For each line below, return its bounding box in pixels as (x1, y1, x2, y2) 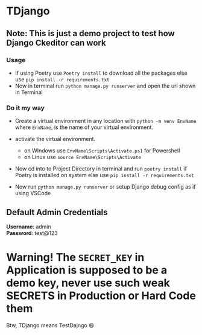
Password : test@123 (6, 229, 58, 236)
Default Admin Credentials (6, 207, 108, 218)
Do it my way (6, 104, 45, 112)
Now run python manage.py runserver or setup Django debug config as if (14, 183, 196, 190)
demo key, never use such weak (6, 276, 170, 290)
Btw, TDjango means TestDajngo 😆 (6, 321, 95, 329)
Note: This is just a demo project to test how (6, 28, 175, 39)
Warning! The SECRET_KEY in (6, 251, 145, 265)
